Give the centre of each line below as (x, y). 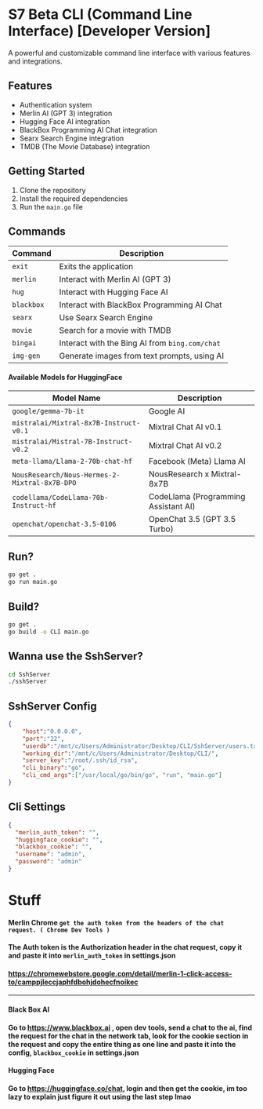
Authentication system (56, 104)
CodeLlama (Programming (197, 496)
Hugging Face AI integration (65, 121)
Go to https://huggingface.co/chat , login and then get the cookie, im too (128, 1088)
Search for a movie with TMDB (115, 330)
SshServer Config (52, 706)
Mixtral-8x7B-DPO (44, 483)
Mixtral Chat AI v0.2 (185, 445)
